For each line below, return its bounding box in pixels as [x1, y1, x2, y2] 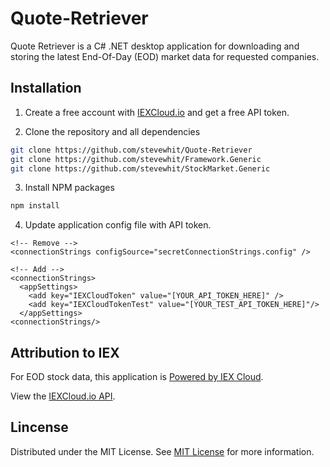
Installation [10, 80, 82, 97]
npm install [10, 201, 60, 211]
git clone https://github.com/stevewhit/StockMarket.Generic [10, 163, 271, 174]
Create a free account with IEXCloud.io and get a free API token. [24, 106, 290, 118]
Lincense [10, 419, 69, 436]
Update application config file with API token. [24, 219, 212, 231]
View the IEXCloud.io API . [10, 390, 116, 402]
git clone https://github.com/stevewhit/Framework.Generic [10, 154, 262, 164]
